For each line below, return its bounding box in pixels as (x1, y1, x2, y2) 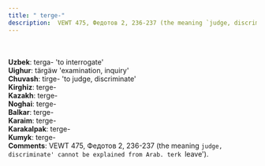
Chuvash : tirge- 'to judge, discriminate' (8, 74, 136, 83)
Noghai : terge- (8, 99, 57, 109)
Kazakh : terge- (8, 90, 58, 100)
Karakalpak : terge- (8, 124, 71, 134)
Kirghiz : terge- (8, 82, 57, 91)
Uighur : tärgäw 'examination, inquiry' (8, 65, 129, 75)
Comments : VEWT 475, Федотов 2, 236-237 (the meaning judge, (8, 141, 223, 150)
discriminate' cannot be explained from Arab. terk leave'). (8, 149, 209, 158)
